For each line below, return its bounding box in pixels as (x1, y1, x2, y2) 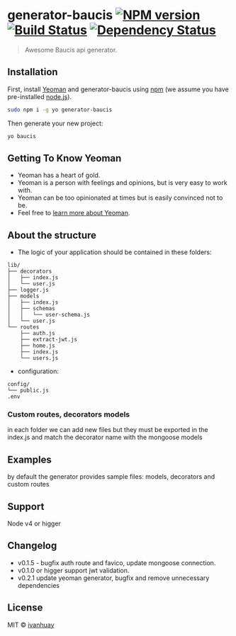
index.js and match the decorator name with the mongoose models (7, 433, 203, 442)
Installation (7, 66, 58, 78)
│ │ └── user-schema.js (7, 312, 91, 319)
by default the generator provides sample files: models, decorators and (7, 472, 215, 481)
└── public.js (7, 387, 50, 394)
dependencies (17, 581, 60, 589)
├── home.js (20, 342, 55, 350)
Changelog (7, 540, 57, 552)
